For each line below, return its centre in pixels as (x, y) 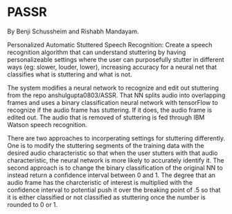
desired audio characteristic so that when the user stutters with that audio (113, 153)
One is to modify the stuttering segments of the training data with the (106, 145)
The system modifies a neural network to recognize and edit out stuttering (113, 88)
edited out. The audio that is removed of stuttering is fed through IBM (106, 117)
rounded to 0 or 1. (33, 204)
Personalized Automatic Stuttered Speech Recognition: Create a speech (110, 44)
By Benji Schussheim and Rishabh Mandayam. (73, 31)
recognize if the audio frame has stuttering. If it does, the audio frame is (110, 110)
